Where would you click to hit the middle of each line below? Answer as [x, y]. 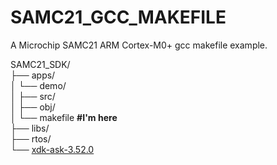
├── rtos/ [31, 138]
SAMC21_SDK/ [40, 64]
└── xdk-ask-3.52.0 [52, 149]
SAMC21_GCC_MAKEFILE [118, 17]
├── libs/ [30, 128]
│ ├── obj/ [33, 107]
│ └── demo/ [38, 85]
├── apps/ [33, 75]
